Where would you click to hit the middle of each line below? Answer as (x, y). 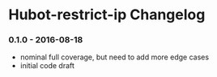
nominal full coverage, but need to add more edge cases (114, 57)
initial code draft (47, 66)
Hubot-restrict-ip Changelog (107, 15)
